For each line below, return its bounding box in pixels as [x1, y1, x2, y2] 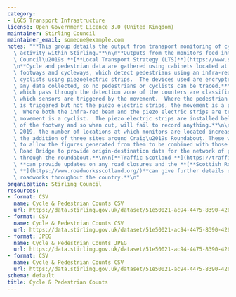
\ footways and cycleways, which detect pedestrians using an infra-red [13, 69, 231, 76]
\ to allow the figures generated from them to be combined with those [13, 141, 228, 148]
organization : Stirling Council [7, 180, 102, 187]
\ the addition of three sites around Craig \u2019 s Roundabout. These [13, 134, 225, 141]
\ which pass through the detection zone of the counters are [13, 89, 199, 96]
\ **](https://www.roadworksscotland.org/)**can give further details [13, 167, 225, 175]
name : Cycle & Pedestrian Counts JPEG [13, 239, 128, 246]
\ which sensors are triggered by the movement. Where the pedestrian [13, 96, 228, 103]
